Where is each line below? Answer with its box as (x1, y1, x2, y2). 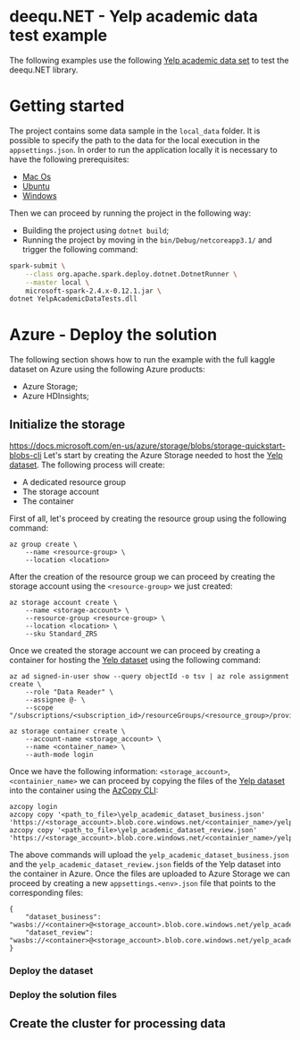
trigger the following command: (21, 243, 138, 254)
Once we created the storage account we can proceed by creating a (9, 645, 261, 655)
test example (9, 25, 108, 46)
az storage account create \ (9, 598, 118, 607)
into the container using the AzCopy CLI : (9, 785, 159, 796)
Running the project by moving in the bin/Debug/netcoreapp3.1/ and (21, 234, 272, 245)
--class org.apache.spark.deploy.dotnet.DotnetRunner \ (25, 269, 238, 278)
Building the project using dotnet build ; (21, 225, 170, 235)
